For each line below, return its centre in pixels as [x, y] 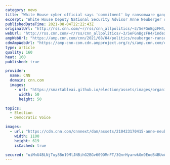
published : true [22, 62]
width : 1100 [27, 136]
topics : [13, 108]
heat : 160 [16, 57]
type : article [20, 48]
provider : [16, 71]
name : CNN [20, 76]
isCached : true [30, 146]
